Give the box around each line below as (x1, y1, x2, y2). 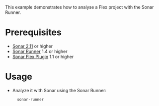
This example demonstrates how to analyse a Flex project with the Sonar (5, 4, 154, 10)
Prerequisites (5, 27, 62, 38)
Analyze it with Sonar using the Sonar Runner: (12, 87, 107, 93)
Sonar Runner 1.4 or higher (12, 48, 68, 54)
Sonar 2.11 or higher (12, 43, 53, 49)
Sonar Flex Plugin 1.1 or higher (12, 53, 74, 59)
